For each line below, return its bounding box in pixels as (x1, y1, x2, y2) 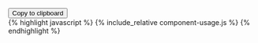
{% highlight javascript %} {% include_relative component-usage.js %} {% (8, 18, 251, 27)
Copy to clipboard (12, 9, 64, 17)
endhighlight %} (8, 27, 61, 35)
